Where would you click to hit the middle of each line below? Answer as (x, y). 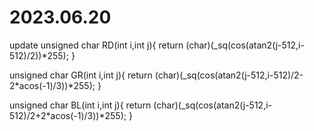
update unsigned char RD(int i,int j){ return (96, 45)
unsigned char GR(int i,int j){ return (81, 75)
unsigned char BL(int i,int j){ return (80, 105)
